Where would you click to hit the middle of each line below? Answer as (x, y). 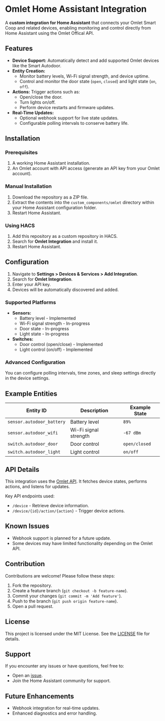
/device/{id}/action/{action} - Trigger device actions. (69, 511)
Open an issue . (27, 676)
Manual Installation (28, 186)
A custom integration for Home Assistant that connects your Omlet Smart (81, 23)
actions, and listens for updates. (38, 487)
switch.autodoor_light (34, 452)
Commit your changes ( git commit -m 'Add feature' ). (67, 596)
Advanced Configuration (35, 362)
